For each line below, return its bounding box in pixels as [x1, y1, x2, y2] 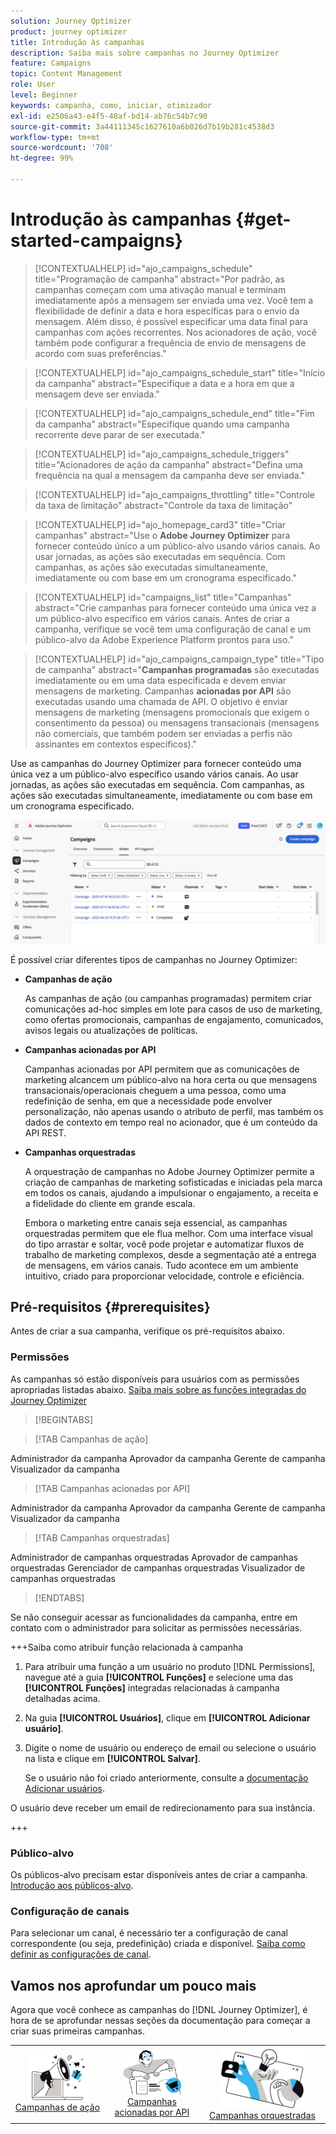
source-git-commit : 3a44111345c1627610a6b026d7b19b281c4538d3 [10, 121, 275, 132]
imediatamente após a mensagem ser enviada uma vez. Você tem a [34, 294, 314, 306]
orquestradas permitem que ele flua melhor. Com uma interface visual [24, 1227, 313, 1239]
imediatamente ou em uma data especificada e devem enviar [34, 674, 287, 686]
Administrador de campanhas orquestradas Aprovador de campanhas [10, 1551, 298, 1563]
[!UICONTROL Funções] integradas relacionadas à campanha [24, 1681, 280, 1694]
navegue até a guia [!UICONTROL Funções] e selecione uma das [24, 1671, 294, 1683]
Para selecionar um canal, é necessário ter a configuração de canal [10, 1927, 288, 1939]
